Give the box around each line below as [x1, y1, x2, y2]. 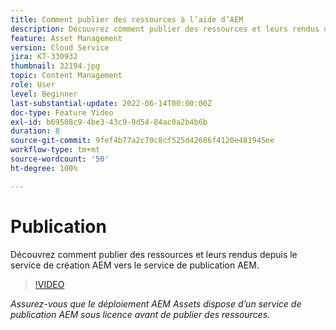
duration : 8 [10, 126, 60, 136]
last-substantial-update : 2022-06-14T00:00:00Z [10, 98, 213, 108]
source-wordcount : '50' [10, 154, 110, 164]
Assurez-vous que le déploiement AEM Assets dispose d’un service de [10, 297, 302, 310]
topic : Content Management [10, 71, 123, 81]
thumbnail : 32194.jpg [10, 61, 101, 71]
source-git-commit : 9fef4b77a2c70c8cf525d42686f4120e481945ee [10, 136, 275, 146]
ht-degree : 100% [10, 163, 78, 173]
